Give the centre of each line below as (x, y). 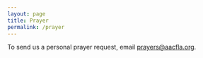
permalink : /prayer (36, 27)
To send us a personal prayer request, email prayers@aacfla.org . (102, 47)
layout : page (27, 14)
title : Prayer (28, 21)
